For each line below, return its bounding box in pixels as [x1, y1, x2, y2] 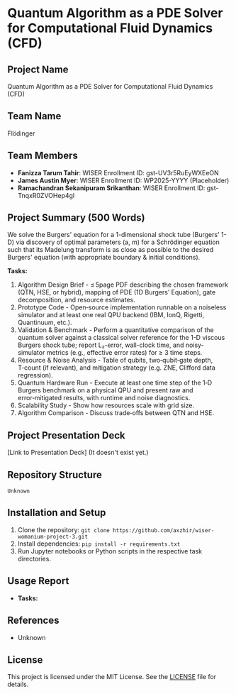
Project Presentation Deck [7, 429, 125, 441]
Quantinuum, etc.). [17, 318, 72, 327]
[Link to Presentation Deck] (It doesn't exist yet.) [7, 448, 149, 457]
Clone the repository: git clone [17, 525, 110, 534]
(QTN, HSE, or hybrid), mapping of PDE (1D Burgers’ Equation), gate [17, 288, 216, 297]
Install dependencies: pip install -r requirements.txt [17, 539, 181, 548]
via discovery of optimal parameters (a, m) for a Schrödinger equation [16, 238, 220, 246]
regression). [17, 371, 53, 380]
